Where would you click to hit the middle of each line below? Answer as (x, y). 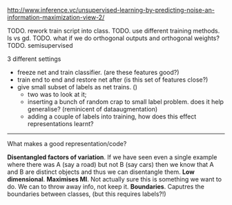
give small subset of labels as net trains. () (77, 87)
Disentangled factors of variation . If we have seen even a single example (112, 157)
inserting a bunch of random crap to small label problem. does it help (126, 102)
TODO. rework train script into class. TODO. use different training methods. (114, 31)
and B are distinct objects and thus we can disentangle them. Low (101, 172)
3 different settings (34, 59)
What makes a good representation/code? (67, 144)
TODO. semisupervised (40, 45)
